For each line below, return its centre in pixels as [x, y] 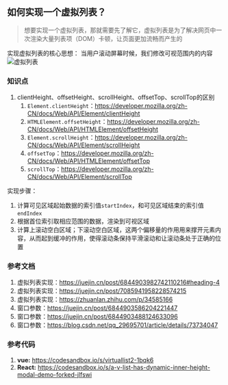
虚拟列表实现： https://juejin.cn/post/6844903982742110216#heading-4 [118, 282]
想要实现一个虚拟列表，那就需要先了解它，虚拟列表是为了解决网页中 [120, 30]
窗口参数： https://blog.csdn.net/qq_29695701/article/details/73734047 [117, 325]
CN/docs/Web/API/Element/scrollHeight [84, 145]
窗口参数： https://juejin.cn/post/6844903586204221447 [97, 308]
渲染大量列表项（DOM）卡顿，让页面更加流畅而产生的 [106, 38]
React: [26, 367]
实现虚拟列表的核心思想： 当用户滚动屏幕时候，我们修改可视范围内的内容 [110, 53]
